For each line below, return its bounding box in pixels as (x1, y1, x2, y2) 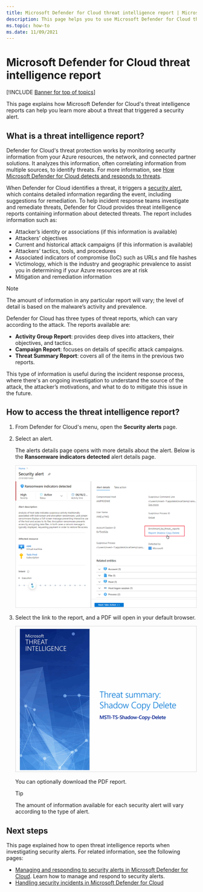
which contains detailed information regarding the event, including (6, 191, 172, 198)
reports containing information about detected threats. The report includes (6, 210, 192, 217)
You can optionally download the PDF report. (14, 778, 127, 785)
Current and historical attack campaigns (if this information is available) (14, 241, 193, 248)
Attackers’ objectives (14, 235, 68, 241)
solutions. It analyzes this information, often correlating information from (6, 160, 186, 166)
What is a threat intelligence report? (6, 131, 145, 141)
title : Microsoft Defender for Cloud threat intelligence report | (6, 10, 180, 16)
